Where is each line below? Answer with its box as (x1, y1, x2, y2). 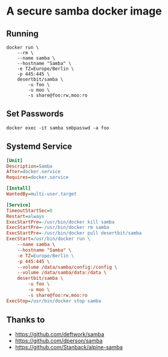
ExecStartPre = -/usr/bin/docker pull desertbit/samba (6, 230, 142, 236)
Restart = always (6, 213, 45, 219)
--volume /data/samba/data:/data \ (17, 270, 107, 276)
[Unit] (6, 157, 23, 163)
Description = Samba (6, 163, 53, 169)
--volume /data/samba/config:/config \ (17, 264, 118, 270)
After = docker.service (6, 169, 61, 175)
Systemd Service (6, 141, 73, 152)
